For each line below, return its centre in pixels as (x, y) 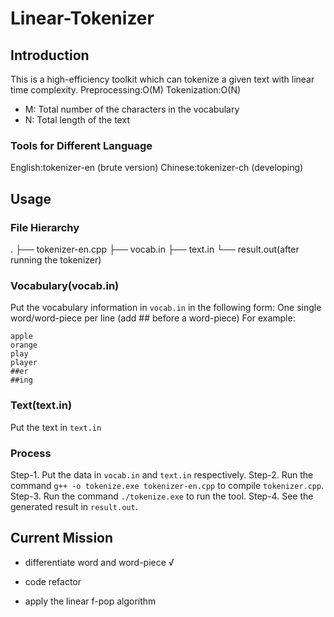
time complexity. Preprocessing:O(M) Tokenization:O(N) (126, 90)
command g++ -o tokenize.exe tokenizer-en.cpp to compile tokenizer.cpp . (167, 485)
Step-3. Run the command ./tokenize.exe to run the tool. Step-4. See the (162, 496)
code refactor (53, 581)
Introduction (50, 55)
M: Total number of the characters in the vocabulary (132, 109)
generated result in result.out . (74, 506)
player (24, 363)
